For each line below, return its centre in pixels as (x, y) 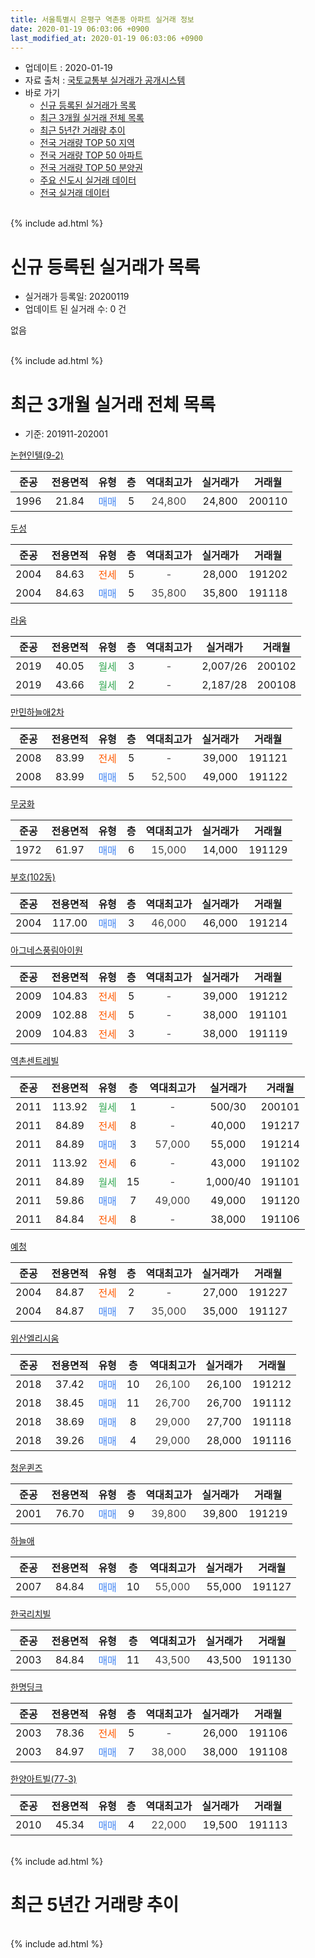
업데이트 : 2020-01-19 (68, 68)
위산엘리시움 (35, 1338)
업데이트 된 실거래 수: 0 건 (75, 309)
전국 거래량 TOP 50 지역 (87, 143)
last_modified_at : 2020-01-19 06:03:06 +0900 (106, 38)
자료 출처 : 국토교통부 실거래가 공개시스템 (105, 80)
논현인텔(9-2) (37, 455)
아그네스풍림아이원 (46, 950)
